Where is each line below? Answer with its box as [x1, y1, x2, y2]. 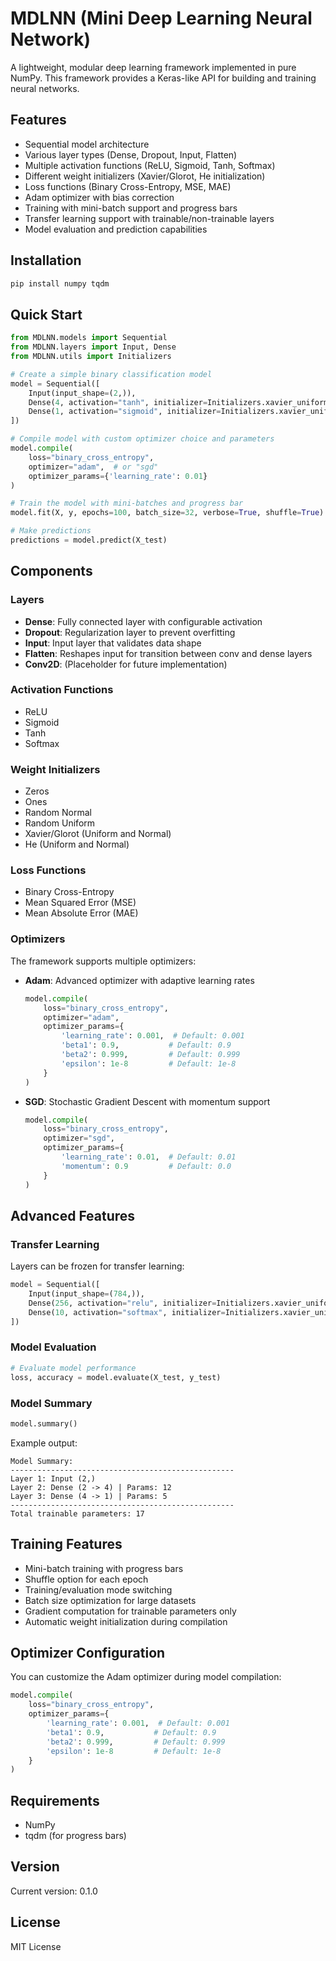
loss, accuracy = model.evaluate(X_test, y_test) [10, 1372, 222, 1382]
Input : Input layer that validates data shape [24, 637, 202, 649]
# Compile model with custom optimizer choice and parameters [10, 434, 275, 444]
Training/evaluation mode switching [24, 1583, 173, 1596]
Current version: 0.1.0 [10, 1885, 98, 1897]
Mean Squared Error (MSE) [24, 897, 137, 909]
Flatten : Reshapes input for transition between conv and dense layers [24, 647, 313, 659]
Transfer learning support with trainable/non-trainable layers [24, 212, 275, 224]
